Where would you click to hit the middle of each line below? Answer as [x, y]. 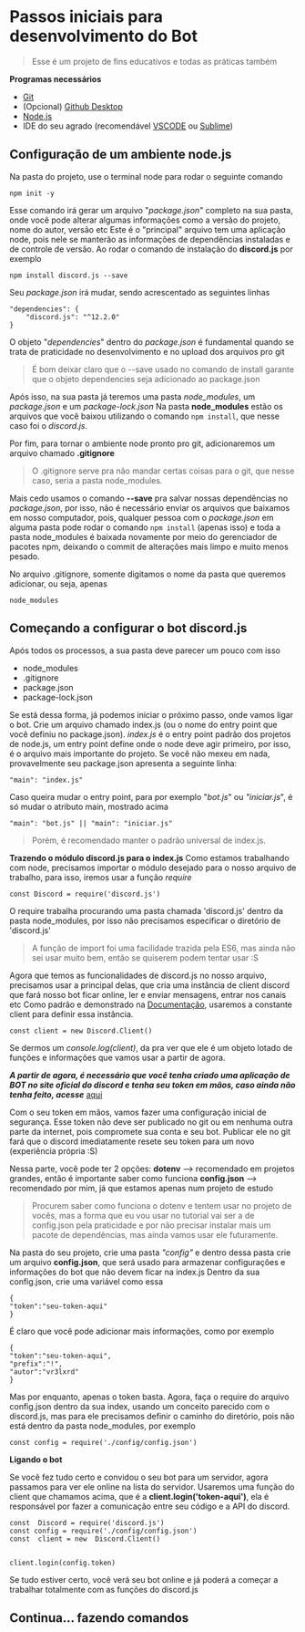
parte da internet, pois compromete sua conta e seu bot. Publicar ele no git [150, 1131]
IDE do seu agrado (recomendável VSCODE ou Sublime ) [128, 126]
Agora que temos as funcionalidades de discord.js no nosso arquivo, [138, 975]
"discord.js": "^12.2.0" [73, 317]
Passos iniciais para [86, 17]
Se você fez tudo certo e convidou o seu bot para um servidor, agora [139, 1477]
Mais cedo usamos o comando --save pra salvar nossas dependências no [149, 498]
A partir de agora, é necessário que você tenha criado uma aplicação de [150, 1075]
